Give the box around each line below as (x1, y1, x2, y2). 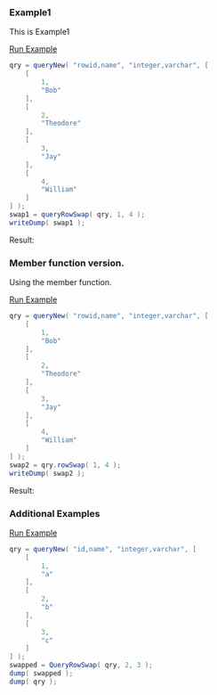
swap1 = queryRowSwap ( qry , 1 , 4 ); (9, 210, 145, 219)
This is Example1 (9, 27, 70, 37)
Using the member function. (9, 277, 112, 288)
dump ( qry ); (9, 677, 58, 686)
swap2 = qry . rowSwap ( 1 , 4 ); (9, 461, 122, 470)
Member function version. (9, 257, 125, 269)
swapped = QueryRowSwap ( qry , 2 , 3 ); (9, 661, 153, 670)
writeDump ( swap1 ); (9, 218, 86, 227)
